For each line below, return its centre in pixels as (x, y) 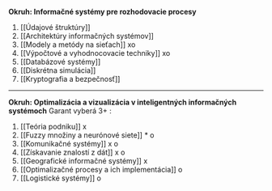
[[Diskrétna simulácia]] (58, 70)
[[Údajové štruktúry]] (55, 27)
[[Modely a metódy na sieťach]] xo (78, 45)
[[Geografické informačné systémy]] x (84, 161)
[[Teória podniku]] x (53, 126)
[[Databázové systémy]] (60, 62)
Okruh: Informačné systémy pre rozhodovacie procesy (102, 12)
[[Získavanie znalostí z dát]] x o (72, 152)
